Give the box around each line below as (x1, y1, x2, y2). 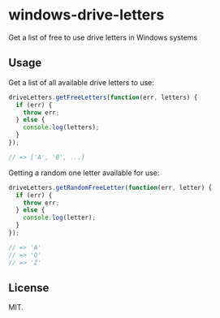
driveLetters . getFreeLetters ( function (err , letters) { (8, 93, 198, 101)
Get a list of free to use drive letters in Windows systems (8, 32, 198, 42)
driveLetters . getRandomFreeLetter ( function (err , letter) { (8, 183, 213, 191)
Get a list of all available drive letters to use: (8, 77, 154, 87)
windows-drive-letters (8, 6, 165, 24)
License (8, 281, 50, 294)
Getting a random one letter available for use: (8, 168, 160, 178)
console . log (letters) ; (23, 123, 100, 131)
